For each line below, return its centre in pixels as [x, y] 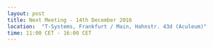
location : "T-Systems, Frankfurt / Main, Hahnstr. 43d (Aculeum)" [107, 26]
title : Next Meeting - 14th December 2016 [70, 20]
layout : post [26, 13]
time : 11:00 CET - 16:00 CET [49, 33]
